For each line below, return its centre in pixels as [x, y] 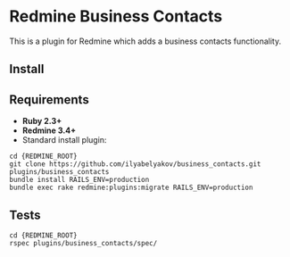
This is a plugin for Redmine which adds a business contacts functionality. [145, 41]
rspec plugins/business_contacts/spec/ [83, 243]
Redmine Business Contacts [116, 17]
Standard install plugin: [64, 140]
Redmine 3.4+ [49, 130]
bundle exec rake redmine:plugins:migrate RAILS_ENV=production [131, 188]
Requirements [49, 99]
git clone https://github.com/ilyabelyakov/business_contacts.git [135, 164]
